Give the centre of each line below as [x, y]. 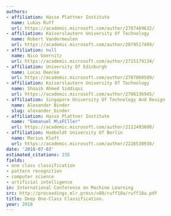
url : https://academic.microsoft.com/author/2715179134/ [83, 61]
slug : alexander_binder [41, 111]
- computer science [30, 177]
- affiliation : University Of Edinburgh [57, 67]
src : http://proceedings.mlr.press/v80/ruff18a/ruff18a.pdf [82, 193]
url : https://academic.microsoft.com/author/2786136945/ [83, 94]
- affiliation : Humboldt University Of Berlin [64, 133]
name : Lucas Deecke [36, 72]
